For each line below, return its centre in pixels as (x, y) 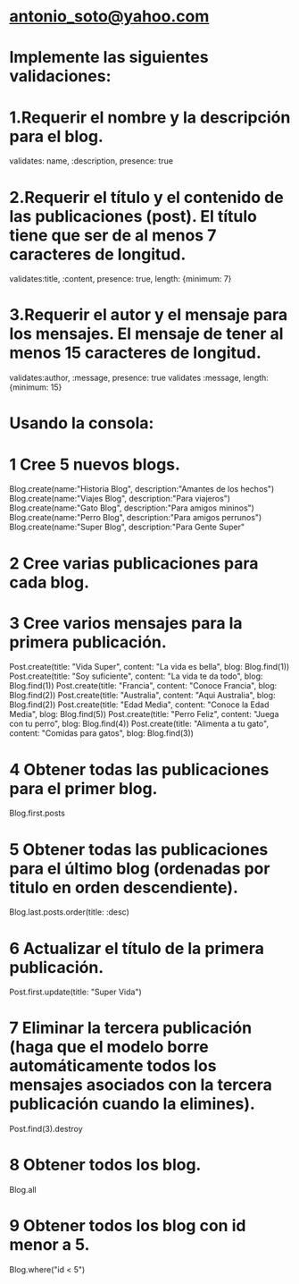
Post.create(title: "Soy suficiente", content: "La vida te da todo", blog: (136, 676)
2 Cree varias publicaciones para (134, 563)
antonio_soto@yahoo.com (109, 17)
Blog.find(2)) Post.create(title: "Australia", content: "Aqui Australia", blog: (142, 696)
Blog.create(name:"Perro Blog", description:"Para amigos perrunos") (136, 518)
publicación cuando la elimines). (133, 1104)
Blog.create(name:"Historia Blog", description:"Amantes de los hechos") (142, 489)
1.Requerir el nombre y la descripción (150, 117)
